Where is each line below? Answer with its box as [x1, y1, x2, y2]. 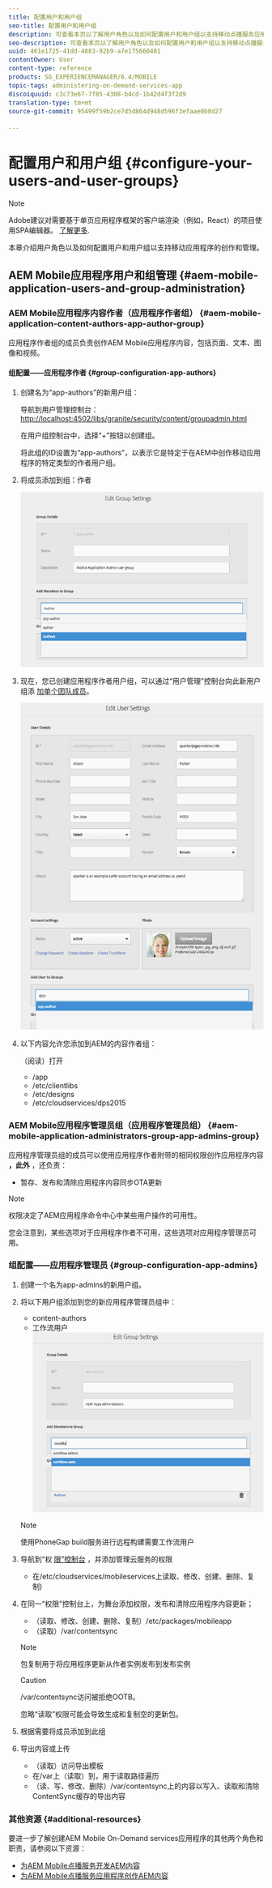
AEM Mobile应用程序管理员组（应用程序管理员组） [8, 1120, 206, 1131]
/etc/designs [32, 1090, 75, 1100]
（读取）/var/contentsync [32, 1626, 118, 1636]
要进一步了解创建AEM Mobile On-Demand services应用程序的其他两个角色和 [8, 1834, 264, 1843]
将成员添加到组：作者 [19, 475, 91, 485]
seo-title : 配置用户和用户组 [8, 21, 97, 30]
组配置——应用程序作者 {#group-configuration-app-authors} [8, 368, 217, 378]
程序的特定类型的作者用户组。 [19, 458, 120, 468]
